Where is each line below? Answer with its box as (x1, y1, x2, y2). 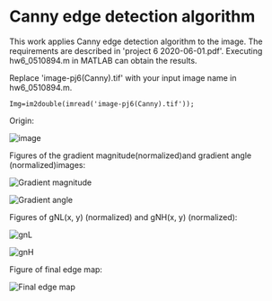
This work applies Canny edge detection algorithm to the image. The (9, 36, 263, 47)
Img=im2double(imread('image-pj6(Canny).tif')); (9, 99, 195, 109)
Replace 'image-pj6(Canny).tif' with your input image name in (9, 72, 237, 83)
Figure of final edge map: (9, 263, 103, 275)
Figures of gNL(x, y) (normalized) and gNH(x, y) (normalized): (9, 211, 238, 222)
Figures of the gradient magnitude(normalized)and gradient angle (9, 150, 252, 161)
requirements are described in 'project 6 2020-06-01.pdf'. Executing (9, 45, 263, 56)
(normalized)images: (9, 159, 86, 170)
